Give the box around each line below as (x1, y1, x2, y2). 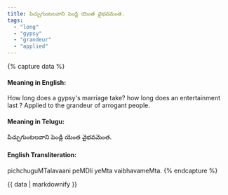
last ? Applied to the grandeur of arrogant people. (7, 101, 151, 109)
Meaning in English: (7, 78, 67, 86)
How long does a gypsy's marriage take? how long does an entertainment (7, 94, 221, 102)
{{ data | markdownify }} (7, 180, 78, 188)
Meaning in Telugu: (7, 117, 65, 126)
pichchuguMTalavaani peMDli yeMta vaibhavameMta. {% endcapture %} (7, 166, 218, 175)
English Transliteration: (7, 151, 77, 159)
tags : (7, 17, 23, 24)
